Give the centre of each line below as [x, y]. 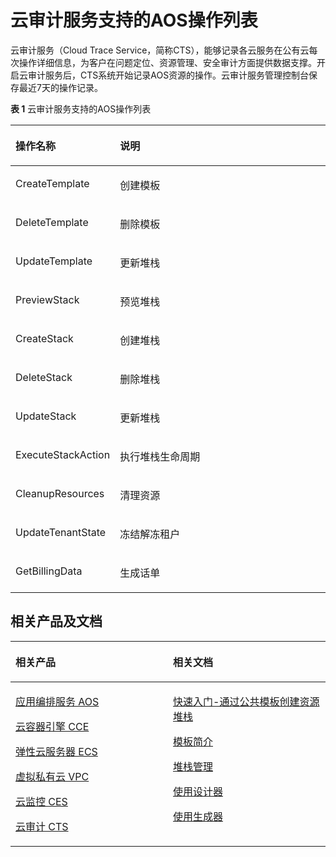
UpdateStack [46, 416]
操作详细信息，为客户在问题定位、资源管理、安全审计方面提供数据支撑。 [167, 62]
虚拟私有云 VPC [52, 776]
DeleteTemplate [52, 222]
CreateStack [44, 338]
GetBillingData [49, 571]
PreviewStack [47, 299]
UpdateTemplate [54, 261]
